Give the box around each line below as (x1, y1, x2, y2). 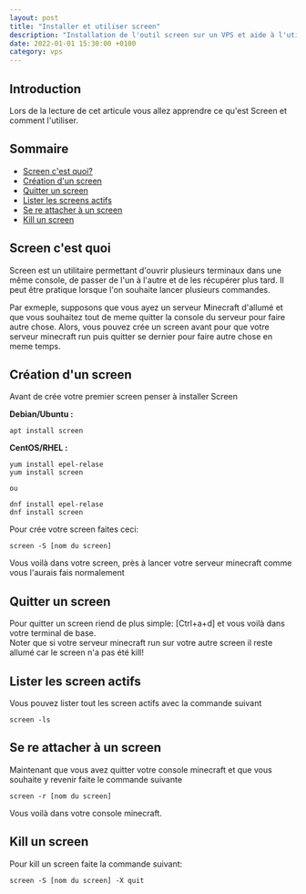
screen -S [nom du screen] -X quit (9, 876, 145, 885)
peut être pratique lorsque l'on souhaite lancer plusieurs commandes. (9, 284, 270, 295)
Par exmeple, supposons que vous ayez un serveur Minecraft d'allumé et (9, 302, 284, 313)
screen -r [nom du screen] (9, 791, 112, 801)
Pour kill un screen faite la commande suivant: (9, 858, 183, 869)
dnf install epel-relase (9, 500, 104, 509)
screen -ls (9, 715, 51, 724)
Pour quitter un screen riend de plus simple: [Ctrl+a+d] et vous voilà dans (9, 618, 285, 629)
